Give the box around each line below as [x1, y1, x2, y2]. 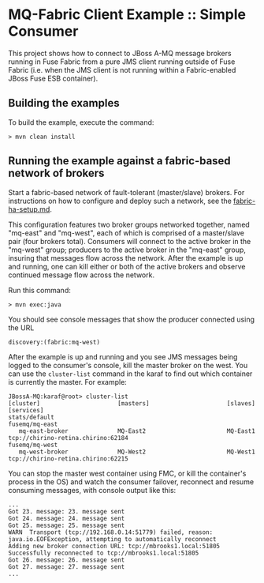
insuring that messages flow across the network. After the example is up [8, 253, 244, 262]
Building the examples [8, 96, 120, 110]
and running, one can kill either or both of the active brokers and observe [8, 261, 246, 271]
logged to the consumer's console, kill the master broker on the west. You [8, 360, 248, 370]
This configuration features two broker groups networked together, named [8, 220, 250, 229]
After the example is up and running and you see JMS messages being [8, 352, 238, 361]
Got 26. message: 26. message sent [8, 555, 125, 564]
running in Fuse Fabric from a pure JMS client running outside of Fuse [8, 57, 236, 66]
